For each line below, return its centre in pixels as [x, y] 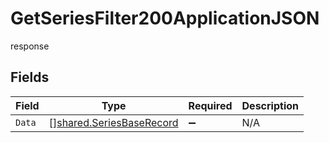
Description [270, 105]
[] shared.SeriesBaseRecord [113, 122]
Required [210, 105]
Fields [30, 77]
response [30, 46]
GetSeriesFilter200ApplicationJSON [165, 18]
